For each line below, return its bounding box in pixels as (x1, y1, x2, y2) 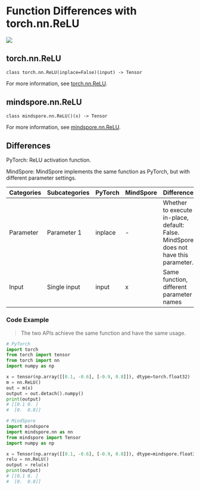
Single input (46, 283, 80, 291)
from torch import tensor (6, 352, 70, 358)
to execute (162, 206, 192, 214)
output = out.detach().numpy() (6, 390, 84, 396)
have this (162, 251, 189, 259)
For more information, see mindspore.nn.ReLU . (6, 124, 121, 131)
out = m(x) (6, 385, 33, 391)
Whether (162, 199, 187, 207)
